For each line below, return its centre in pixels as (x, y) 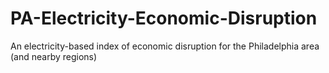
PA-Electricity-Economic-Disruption (164, 18)
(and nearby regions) (54, 56)
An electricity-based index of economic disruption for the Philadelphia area (165, 46)
